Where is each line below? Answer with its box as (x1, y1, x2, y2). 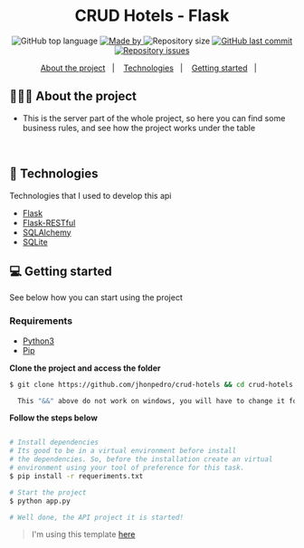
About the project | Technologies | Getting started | (40, 62, 258, 73)
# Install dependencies (9, 438, 100, 448)
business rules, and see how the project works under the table (22, 122, 256, 133)
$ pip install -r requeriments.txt (9, 471, 144, 480)
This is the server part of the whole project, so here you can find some (22, 112, 286, 123)
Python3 (22, 335, 54, 346)
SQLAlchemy (22, 227, 71, 238)
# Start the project (9, 487, 88, 497)
